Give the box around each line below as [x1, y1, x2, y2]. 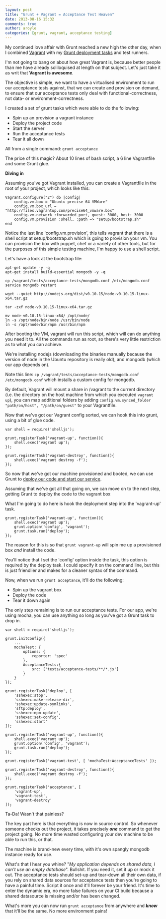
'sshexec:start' [14, 719, 48, 724]
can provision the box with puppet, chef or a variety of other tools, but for [5, 241, 156, 246]
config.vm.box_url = [14, 204, 57, 209]
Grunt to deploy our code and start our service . [5, 476, 102, 482]
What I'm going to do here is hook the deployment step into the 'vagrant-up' [5, 500, 161, 506]
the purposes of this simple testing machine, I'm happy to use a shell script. [5, 246, 160, 252]
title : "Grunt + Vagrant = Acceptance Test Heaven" [5, 12, 114, 17]
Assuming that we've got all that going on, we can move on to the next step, [5, 485, 161, 491]
